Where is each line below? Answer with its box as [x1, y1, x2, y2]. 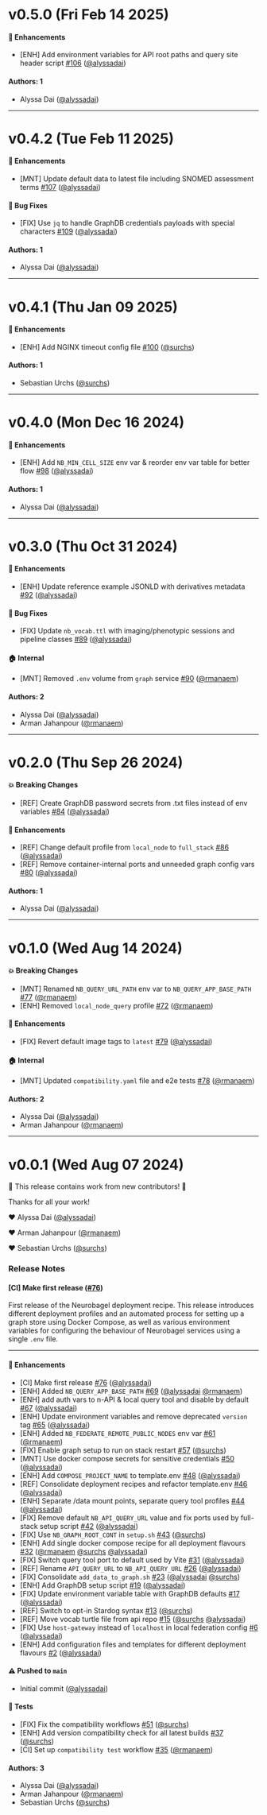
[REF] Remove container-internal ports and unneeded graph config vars [19, 860, 255, 869]
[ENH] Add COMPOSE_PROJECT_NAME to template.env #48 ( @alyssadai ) [19, 1470, 241, 1480]
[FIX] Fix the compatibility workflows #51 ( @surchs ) [19, 1720, 189, 1729]
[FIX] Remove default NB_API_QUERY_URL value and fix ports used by [19, 1512, 239, 1523]
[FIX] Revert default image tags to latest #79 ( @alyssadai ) [19, 1036, 213, 1046]
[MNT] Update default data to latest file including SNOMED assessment [19, 173, 254, 184]
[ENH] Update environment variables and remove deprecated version [19, 1411, 248, 1421]
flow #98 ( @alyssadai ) [19, 466, 94, 476]
